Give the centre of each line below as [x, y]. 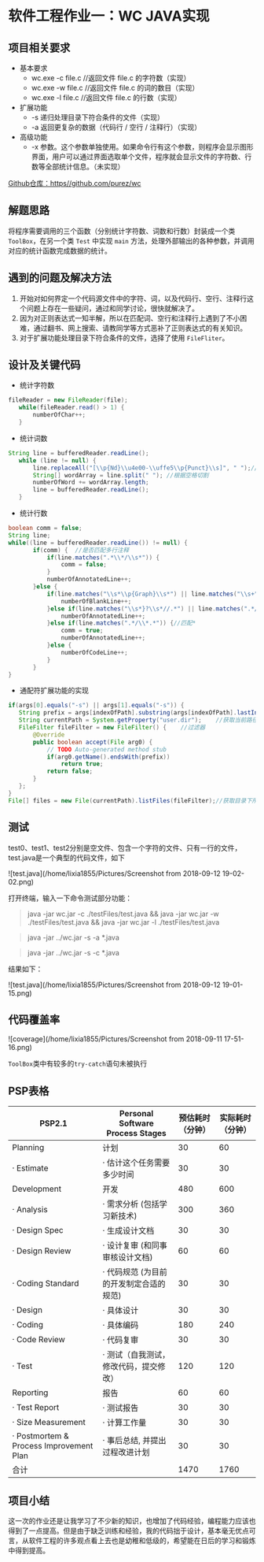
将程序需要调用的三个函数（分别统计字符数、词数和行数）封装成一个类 [122, 231]
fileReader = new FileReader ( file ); [68, 400]
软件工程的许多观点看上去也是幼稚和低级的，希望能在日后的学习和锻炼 [142, 1540]
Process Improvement [53, 1446]
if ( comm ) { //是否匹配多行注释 [81, 550]
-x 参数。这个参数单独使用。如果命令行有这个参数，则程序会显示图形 [142, 147]
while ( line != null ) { [57, 460]
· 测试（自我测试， [136, 1355]
